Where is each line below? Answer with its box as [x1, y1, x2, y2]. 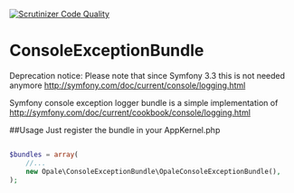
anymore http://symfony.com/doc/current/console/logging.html [9, 80, 246, 91]
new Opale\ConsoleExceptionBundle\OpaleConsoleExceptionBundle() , [25, 167, 281, 176]
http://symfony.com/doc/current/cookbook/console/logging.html [9, 107, 251, 118]
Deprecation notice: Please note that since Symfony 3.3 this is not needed [9, 70, 286, 81]
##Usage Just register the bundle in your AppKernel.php [9, 124, 221, 135]
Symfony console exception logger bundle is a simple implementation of [9, 97, 279, 108]
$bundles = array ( [9, 150, 79, 159]
